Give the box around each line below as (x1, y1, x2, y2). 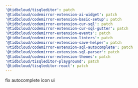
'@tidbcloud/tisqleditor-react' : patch (5, 63, 88, 68)
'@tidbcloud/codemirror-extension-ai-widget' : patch (5, 12, 117, 17)
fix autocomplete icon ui (5, 77, 55, 83)
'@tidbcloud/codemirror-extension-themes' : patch (5, 54, 111, 59)
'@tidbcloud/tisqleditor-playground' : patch (5, 59, 99, 64)
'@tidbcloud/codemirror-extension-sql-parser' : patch (5, 49, 120, 54)
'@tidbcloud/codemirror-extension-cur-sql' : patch (5, 21, 113, 27)
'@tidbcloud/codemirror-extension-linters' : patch (5, 36, 113, 41)
